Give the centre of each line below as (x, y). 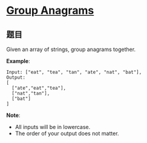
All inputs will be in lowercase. (53, 127)
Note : (13, 115)
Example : (18, 61)
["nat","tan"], (31, 93)
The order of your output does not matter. (67, 133)
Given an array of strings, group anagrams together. (71, 49)
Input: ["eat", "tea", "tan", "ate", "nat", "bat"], (74, 72)
